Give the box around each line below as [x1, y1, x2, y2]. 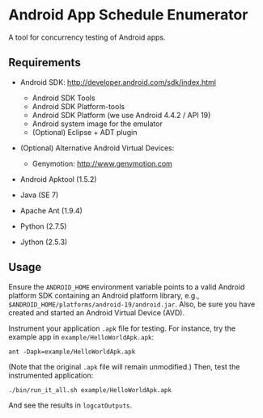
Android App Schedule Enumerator [8, 6, 248, 24]
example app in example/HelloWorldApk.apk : [8, 331, 155, 341]
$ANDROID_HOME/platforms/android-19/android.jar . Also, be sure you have [8, 299, 256, 309]
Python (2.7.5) [19, 221, 67, 231]
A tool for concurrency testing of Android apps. [8, 32, 166, 42]
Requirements [8, 56, 81, 70]
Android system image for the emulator [32, 119, 163, 129]
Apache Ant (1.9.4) [19, 205, 83, 215]
